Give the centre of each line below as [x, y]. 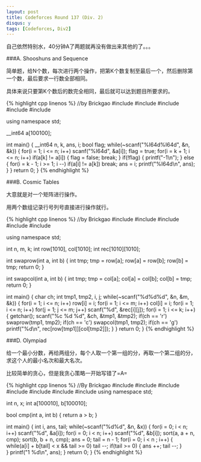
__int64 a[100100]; [29, 133]
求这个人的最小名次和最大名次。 [46, 361]
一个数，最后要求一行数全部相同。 [48, 78]
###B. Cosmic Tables [33, 182]
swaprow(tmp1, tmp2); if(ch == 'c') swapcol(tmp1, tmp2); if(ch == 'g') [92, 322]
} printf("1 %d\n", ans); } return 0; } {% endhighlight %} [74, 452]
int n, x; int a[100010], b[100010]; [47, 404]
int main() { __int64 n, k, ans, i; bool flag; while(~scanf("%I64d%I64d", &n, [98, 145]
